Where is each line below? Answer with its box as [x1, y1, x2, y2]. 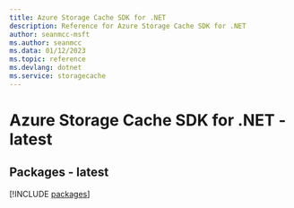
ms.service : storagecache [9, 72, 106, 81]
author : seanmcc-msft [9, 30, 91, 39]
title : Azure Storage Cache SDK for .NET [9, 13, 167, 22]
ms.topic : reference [9, 55, 87, 64]
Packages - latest [9, 165, 109, 180]
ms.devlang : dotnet [9, 64, 82, 73]
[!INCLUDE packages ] [9, 188, 91, 199]
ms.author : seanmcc [9, 38, 82, 48]
